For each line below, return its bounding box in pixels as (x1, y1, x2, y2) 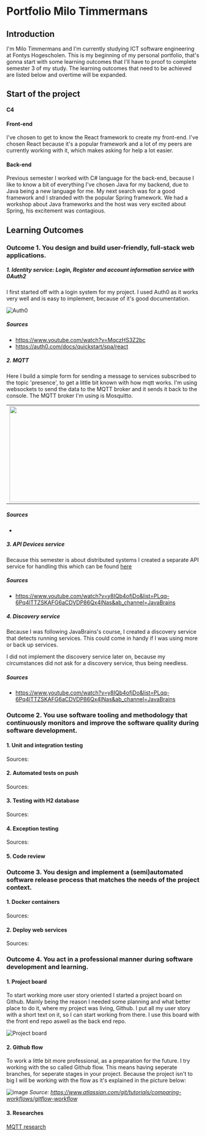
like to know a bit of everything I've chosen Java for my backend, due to (6, 181, 189, 189)
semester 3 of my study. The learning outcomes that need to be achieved (6, 64, 192, 72)
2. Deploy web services (6, 926, 67, 933)
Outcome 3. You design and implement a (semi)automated (6, 868, 183, 876)
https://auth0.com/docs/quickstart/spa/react (15, 343, 129, 350)
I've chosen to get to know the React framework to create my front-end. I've (6, 134, 199, 141)
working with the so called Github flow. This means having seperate (6, 1064, 178, 1071)
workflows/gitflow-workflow (6, 1095, 78, 1103)
